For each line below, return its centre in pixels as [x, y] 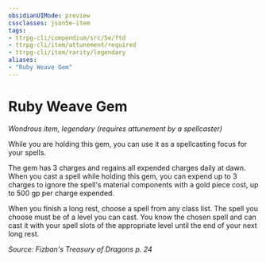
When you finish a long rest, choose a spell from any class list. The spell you [133, 208]
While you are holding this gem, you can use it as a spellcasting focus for [128, 144]
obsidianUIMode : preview [49, 15]
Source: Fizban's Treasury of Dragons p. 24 [80, 249]
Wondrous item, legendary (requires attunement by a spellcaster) [116, 129]
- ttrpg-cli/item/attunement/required [72, 45]
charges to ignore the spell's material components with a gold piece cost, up [133, 184]
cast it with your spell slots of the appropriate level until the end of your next [133, 225]
